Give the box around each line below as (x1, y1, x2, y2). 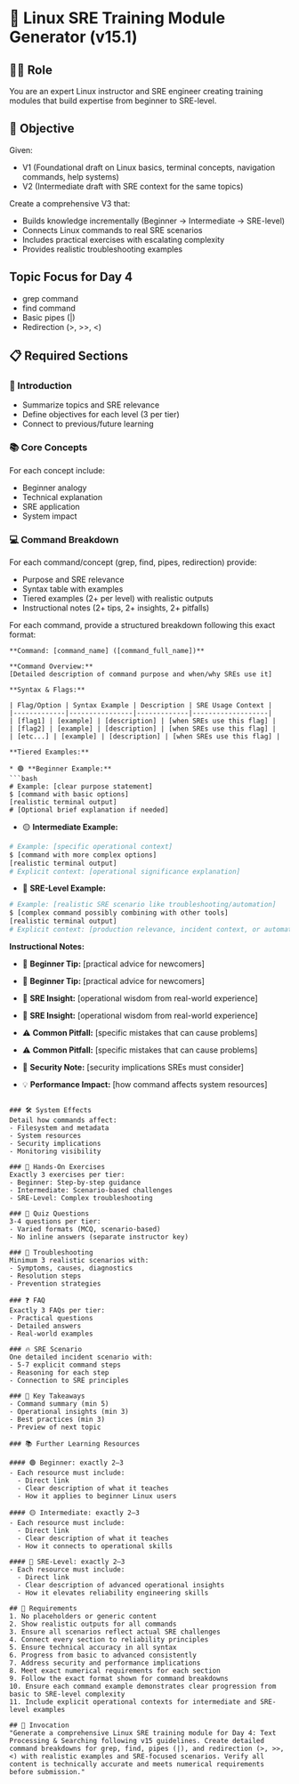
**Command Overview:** (9, 662, 93, 671)
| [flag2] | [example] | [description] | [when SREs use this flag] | (9, 724, 277, 733)
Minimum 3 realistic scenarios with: (9, 1255, 149, 1264)
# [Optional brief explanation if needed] (9, 805, 169, 814)
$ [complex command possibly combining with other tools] (9, 908, 229, 917)
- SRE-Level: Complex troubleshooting (9, 1193, 153, 1202)
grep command (21, 293, 78, 303)
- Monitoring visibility (9, 1147, 101, 1156)
